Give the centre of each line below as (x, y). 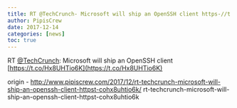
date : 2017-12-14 (33, 27)
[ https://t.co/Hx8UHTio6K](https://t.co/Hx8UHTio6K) (85, 68)
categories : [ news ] (36, 34)
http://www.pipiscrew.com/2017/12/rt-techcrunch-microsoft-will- (126, 82)
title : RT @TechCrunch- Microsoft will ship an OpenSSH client (103, 14)
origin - (18, 82)
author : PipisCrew (35, 21)
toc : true (22, 40)
